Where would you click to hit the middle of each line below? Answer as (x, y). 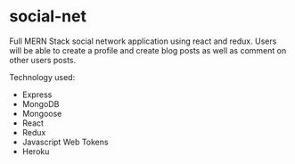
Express (37, 94)
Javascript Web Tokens (65, 142)
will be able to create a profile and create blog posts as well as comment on (148, 50)
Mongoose (42, 113)
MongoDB (41, 103)
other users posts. (43, 60)
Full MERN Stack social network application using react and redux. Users (143, 41)
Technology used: (42, 77)
